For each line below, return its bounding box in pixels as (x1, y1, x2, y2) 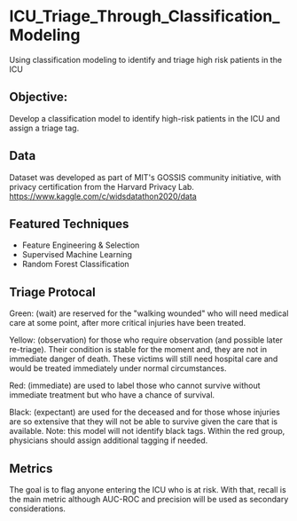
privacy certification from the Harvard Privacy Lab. (9, 181, 195, 192)
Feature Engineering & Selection (21, 240, 140, 250)
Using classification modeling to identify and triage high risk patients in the (9, 54, 282, 65)
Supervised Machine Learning (21, 249, 133, 260)
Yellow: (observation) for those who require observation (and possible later (9, 335, 284, 345)
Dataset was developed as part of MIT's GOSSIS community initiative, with (9, 171, 282, 183)
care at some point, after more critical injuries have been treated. (9, 318, 246, 328)
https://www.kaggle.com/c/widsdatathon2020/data (9, 191, 197, 201)
